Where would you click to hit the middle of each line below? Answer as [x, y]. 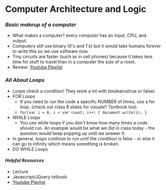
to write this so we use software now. [50, 51]
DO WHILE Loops [30, 149]
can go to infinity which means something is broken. [66, 144]
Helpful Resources [25, 161]
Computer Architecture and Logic [76, 9]
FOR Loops [24, 96]
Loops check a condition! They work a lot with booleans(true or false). [84, 91]
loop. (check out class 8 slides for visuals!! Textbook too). [79, 107]
